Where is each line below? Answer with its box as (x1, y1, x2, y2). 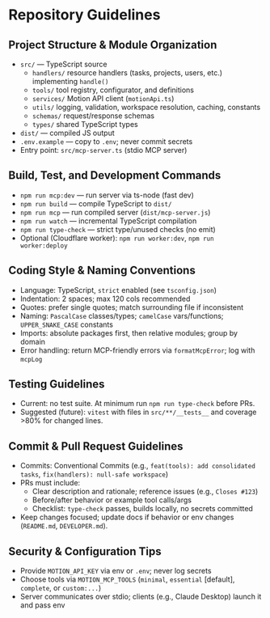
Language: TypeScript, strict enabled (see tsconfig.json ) (19, 285, 217, 294)
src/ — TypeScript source (19, 59, 108, 69)
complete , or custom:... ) (19, 583, 102, 593)
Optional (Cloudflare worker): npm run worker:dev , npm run (19, 233, 214, 243)
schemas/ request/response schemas (32, 111, 155, 121)
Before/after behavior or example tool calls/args (32, 495, 192, 505)
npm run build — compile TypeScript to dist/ (19, 198, 172, 208)
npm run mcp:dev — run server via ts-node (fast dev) (19, 190, 194, 200)
